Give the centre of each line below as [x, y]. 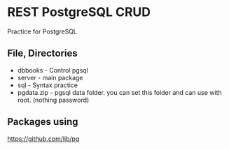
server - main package [50, 77]
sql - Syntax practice [48, 85]
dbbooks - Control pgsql [53, 70]
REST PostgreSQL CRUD [79, 12]
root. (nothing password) [53, 100]
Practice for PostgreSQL [42, 31]
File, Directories [43, 53]
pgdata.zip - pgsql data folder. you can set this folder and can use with [119, 92]
